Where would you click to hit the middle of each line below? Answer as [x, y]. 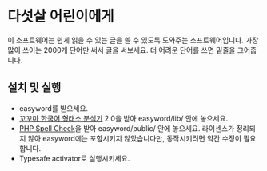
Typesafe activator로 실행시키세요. [74, 158]
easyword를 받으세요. [54, 108]
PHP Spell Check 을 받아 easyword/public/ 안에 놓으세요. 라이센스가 [127, 128]
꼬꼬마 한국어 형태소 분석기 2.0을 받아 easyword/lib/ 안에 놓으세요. [124, 118]
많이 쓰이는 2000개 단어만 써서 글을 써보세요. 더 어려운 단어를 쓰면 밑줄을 [122, 50]
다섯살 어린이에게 [61, 16]
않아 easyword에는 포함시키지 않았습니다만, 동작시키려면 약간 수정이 [134, 138]
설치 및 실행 [34, 87]
